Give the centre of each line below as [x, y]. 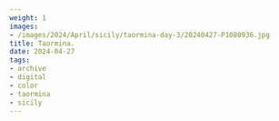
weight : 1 [28, 18]
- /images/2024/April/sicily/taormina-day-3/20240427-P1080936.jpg [140, 35]
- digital [28, 77]
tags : [20, 60]
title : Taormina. [42, 43]
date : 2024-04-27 [42, 52]
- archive [28, 69]
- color [24, 86]
